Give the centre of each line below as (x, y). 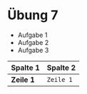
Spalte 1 (26, 68)
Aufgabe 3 (33, 50)
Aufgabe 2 (33, 42)
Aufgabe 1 (32, 35)
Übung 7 (33, 15)
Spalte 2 (61, 68)
